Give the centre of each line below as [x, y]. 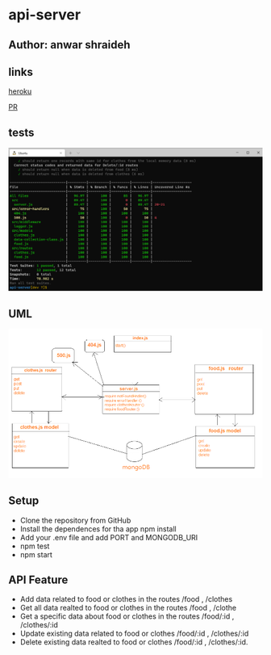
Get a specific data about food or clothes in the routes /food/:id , [127, 616]
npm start [36, 554]
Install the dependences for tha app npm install [98, 529]
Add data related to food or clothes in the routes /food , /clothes [126, 599]
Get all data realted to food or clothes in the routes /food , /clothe [128, 608]
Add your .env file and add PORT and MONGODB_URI [109, 537]
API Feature [38, 579]
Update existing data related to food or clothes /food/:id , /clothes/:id [134, 634]
